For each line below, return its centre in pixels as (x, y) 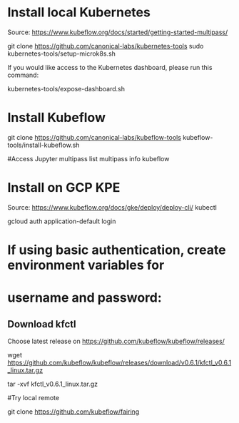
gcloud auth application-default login (62, 221)
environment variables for (86, 265)
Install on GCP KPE (64, 188)
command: (23, 75)
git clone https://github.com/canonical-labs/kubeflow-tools (95, 137)
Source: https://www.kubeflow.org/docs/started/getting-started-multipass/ (118, 32)
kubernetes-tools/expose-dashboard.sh (66, 88)
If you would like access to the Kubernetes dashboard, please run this (110, 67)
